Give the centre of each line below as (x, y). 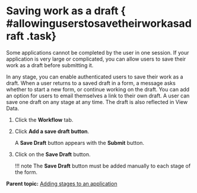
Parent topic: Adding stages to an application (62, 183)
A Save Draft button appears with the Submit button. (79, 143)
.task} (42, 36)
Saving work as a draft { (66, 11)
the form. (26, 172)
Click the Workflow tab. (44, 119)
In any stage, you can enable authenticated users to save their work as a (95, 77)
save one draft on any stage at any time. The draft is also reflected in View (97, 102)
